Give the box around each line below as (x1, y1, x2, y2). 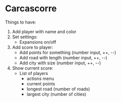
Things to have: (5, 19, 37, 25)
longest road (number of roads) (26, 86, 90, 92)
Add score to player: (12, 44, 53, 50)
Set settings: (12, 34, 38, 40)
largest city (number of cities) (26, 91, 86, 97)
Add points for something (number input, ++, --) (19, 50, 116, 55)
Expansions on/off (19, 39, 57, 45)
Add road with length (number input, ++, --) (19, 54, 107, 60)
